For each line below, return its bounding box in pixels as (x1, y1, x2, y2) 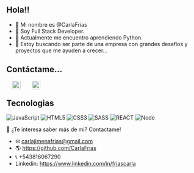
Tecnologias (6, 98, 54, 109)
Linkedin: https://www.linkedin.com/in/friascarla (15, 160, 136, 168)
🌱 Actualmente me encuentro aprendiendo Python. (15, 33, 143, 41)
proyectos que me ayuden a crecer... (15, 47, 108, 54)
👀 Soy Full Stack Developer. (15, 27, 85, 35)
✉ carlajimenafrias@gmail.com (15, 138, 93, 145)
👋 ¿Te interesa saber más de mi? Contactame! (6, 126, 121, 133)
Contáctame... (6, 64, 63, 75)
